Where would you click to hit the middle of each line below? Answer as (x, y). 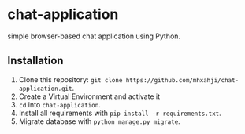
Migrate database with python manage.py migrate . (99, 121)
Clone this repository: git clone (71, 79)
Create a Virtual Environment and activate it (89, 96)
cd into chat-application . (60, 104)
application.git (45, 89)
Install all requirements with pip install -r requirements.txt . (120, 113)
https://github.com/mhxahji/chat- (182, 80)
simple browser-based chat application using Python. (94, 36)
